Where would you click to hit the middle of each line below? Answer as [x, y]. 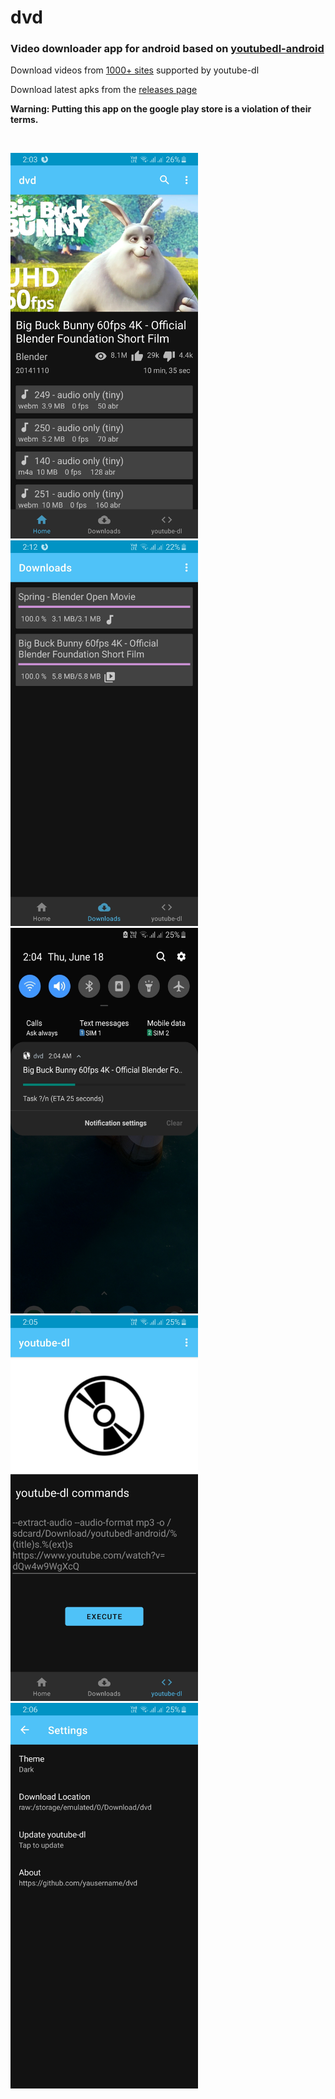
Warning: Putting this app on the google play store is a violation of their [161, 109]
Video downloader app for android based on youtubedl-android [167, 49]
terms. [24, 120]
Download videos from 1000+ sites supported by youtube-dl [135, 70]
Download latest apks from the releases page [104, 90]
